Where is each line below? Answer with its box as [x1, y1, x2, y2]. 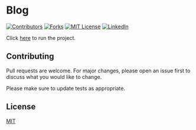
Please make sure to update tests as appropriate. [6, 85, 126, 92]
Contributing [6, 51, 54, 62]
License [6, 102, 36, 112]
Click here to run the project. [6, 34, 76, 41]
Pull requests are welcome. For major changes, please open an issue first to [6, 67, 191, 74]
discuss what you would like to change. [6, 73, 102, 80]
